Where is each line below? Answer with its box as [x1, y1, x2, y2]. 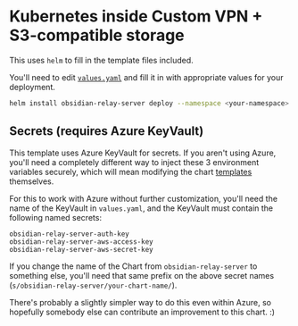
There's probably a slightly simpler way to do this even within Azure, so [9, 297, 272, 307]
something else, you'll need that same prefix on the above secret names [9, 270, 275, 280]
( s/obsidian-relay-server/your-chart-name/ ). [9, 280, 178, 290]
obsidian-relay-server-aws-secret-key [9, 245, 153, 254]
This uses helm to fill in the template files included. [9, 54, 194, 65]
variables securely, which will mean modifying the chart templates [9, 166, 252, 177]
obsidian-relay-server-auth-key [9, 230, 129, 238]
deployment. [9, 81, 55, 92]
